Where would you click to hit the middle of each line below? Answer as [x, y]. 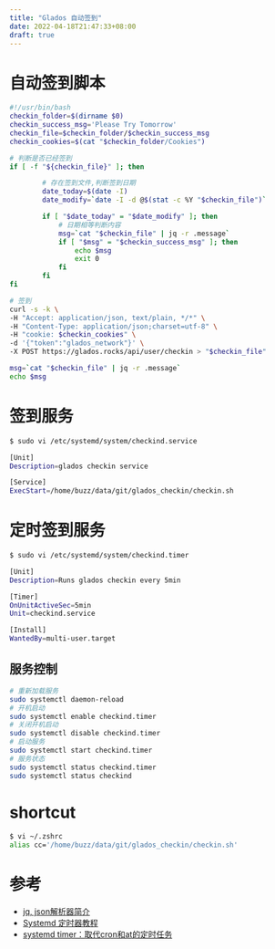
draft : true [32, 35]
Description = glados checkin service [79, 466]
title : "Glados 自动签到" [56, 18]
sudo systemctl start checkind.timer [81, 750]
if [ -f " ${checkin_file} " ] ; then [77, 167]
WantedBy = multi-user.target [63, 639]
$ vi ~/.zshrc [36, 837]
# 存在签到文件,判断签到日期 [89, 183]
